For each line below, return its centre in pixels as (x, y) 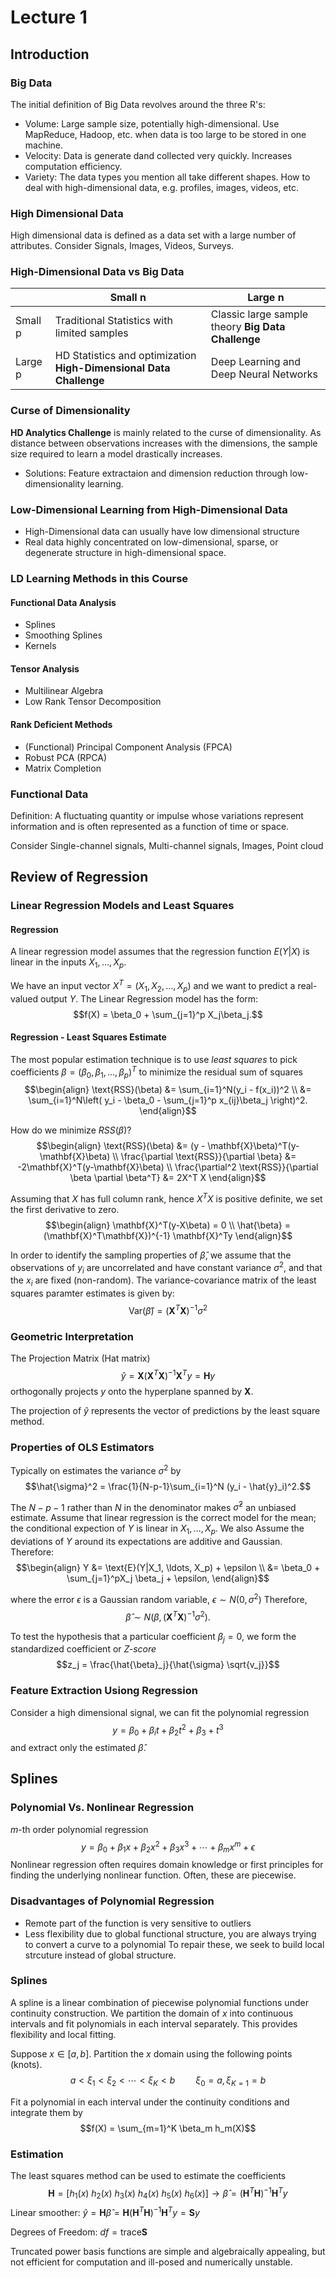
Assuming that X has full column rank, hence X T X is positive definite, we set (166, 1198)
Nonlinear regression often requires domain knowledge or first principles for (167, 1865)
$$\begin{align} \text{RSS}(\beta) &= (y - (121, 1146)
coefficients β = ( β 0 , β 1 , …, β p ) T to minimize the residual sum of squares (157, 1072)
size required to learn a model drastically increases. (116, 453)
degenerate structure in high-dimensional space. (125, 553)
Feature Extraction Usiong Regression (104, 1691)
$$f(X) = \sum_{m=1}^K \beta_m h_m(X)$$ (168, 2128)
